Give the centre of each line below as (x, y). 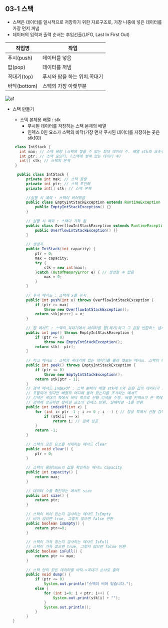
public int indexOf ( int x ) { (56, 407)
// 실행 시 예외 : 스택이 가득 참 (56, 221)
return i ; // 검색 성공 (75, 421)
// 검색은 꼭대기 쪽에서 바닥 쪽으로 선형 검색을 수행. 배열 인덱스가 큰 (89, 398)
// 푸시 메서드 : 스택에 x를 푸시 (56, 295)
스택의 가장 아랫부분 (64, 86)
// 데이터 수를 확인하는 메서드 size (59, 491)
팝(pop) (17, 67)
